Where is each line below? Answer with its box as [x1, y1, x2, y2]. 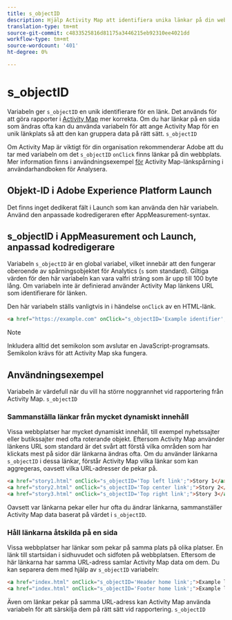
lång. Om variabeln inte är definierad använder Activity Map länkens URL [7, 281, 214, 290]
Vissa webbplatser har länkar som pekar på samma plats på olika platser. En [7, 543, 223, 552]
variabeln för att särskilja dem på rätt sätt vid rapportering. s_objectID [7, 605, 206, 614]
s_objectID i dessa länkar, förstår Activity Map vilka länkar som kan [7, 457, 198, 465]
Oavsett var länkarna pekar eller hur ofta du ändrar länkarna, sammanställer [7, 503, 223, 511]
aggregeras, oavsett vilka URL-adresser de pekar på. [7, 464, 157, 473]
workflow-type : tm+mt [7, 36, 70, 43]
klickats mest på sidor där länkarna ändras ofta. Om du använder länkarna [7, 450, 217, 458]
